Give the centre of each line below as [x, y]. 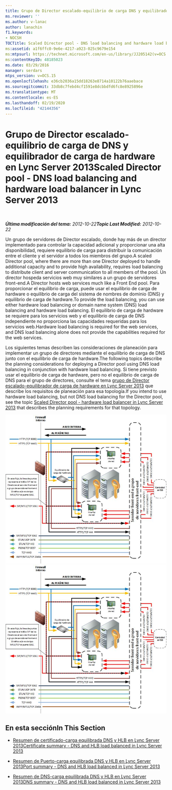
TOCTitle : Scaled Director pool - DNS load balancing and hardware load [84, 44]
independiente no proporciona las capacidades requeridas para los [76, 322]
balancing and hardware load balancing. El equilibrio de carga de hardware [84, 310]
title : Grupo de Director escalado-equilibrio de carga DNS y [73, 11]
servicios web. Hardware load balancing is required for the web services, [82, 327]
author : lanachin [24, 27]
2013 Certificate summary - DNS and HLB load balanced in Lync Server [87, 746]
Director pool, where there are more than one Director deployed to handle [83, 261]
